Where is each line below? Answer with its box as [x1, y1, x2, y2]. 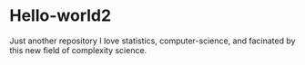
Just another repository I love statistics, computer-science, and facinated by [9, 35, 296, 46]
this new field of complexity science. [9, 44, 147, 55]
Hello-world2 [9, 5, 112, 26]
